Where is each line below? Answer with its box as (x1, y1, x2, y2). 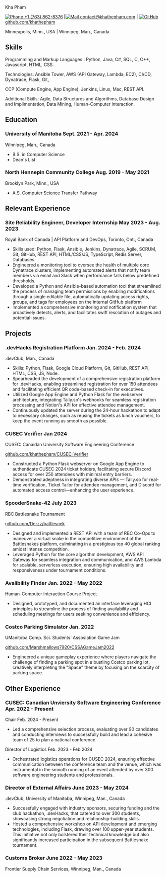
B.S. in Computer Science (12, 151, 65, 157)
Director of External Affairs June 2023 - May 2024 (5, 784, 129, 791)
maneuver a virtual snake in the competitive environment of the (12, 535, 142, 541)
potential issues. (12, 315, 46, 321)
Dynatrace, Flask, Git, (5, 77, 49, 82)
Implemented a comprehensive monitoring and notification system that (12, 304, 157, 310)
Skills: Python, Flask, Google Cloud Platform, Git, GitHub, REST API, (12, 365, 150, 371)
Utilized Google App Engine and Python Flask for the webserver (12, 392, 143, 398)
